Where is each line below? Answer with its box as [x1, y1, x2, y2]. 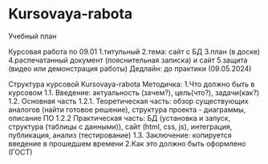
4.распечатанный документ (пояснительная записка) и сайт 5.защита [8, 55, 248, 65]
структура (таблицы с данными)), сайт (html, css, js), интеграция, [8, 122, 233, 131]
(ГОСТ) [8, 147, 33, 157]
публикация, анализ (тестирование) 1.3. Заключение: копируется [8, 130, 233, 140]
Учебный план [8, 31, 57, 41]
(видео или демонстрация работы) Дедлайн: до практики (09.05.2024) [8, 63, 252, 73]
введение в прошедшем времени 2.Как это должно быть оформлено [8, 138, 246, 148]
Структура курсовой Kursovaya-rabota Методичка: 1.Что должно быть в [8, 79, 255, 89]
